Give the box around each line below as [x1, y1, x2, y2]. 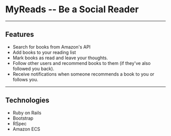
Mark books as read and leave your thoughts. [12, 55, 108, 61]
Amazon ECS [12, 126, 41, 132]
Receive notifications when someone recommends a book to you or [12, 71, 155, 77]
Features [5, 30, 34, 39]
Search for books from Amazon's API [12, 43, 91, 50]
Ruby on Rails [12, 109, 42, 116]
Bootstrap [12, 115, 34, 121]
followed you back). [12, 65, 54, 72]
